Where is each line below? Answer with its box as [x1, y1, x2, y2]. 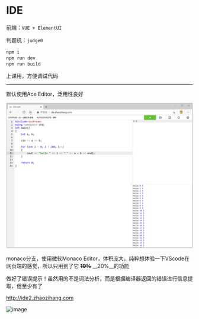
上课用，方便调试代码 [6, 72, 58, 79]
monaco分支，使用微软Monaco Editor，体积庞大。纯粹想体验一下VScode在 [6, 255, 190, 262]
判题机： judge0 [6, 36, 43, 43]
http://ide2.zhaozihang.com [6, 294, 74, 301]
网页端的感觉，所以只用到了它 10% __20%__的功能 [6, 262, 130, 269]
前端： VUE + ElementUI [6, 24, 62, 31]
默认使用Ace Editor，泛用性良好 [6, 90, 84, 97]
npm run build [6, 61, 41, 67]
